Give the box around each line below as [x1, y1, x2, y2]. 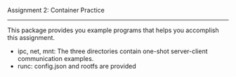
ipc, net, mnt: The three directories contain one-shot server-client [17, 47, 209, 55]
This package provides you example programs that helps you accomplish [7, 26, 219, 34]
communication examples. [17, 55, 94, 62]
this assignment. [7, 34, 55, 41]
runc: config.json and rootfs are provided [17, 62, 137, 70]
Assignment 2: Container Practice [7, 6, 105, 14]
